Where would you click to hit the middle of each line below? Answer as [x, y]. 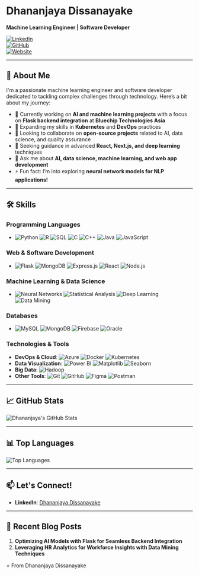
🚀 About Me [28, 76]
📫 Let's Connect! [39, 485]
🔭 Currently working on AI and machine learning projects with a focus [101, 114]
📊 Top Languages [40, 443]
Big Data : [26, 370]
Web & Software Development [50, 253]
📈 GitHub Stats [35, 401]
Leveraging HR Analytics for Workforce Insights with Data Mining [97, 547]
